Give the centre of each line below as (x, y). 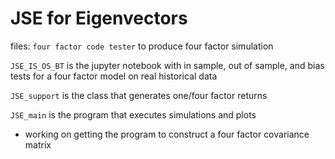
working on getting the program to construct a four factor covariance (167, 134)
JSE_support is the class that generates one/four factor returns (139, 95)
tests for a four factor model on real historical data (114, 76)
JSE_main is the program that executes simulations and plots (133, 114)
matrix (38, 144)
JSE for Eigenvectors (99, 18)
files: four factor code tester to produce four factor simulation (142, 46)
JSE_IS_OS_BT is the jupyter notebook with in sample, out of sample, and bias (167, 65)
